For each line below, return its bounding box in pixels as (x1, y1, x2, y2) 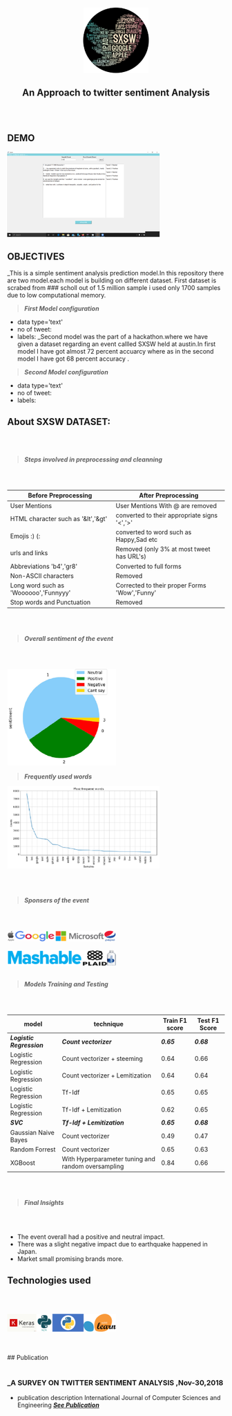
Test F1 (197, 1016, 220, 1024)
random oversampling (61, 1162, 124, 1170)
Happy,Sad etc (115, 536, 158, 544)
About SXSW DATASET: (7, 416, 111, 428)
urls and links (10, 548, 48, 557)
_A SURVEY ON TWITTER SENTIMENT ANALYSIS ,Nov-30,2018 (7, 1378, 224, 1388)
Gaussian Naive (10, 1128, 55, 1136)
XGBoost (10, 1159, 36, 1167)
